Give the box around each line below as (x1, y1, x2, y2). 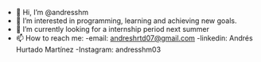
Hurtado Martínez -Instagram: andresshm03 (15, 45, 162, 54)
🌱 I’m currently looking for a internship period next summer (15, 25, 209, 33)
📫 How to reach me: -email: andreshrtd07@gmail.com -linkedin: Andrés (15, 33, 253, 43)
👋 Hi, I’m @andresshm (15, 8, 89, 17)
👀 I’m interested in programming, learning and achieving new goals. (15, 16, 237, 25)
